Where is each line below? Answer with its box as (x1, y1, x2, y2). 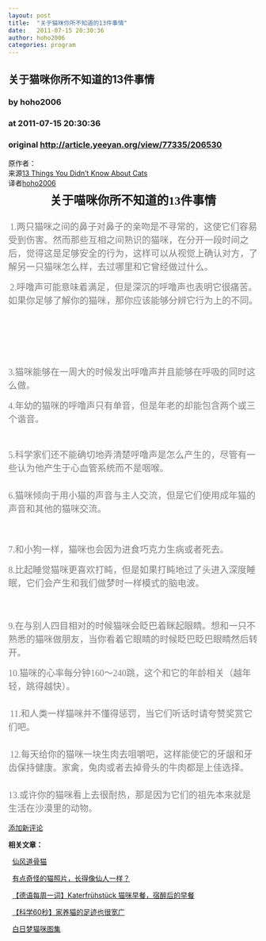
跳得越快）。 (25, 681, 75, 692)
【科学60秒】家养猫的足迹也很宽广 (11, 907, 125, 916)
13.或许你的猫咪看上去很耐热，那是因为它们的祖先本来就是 (8, 789, 252, 801)
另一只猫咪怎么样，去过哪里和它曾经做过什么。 (17, 261, 214, 272)
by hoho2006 (8, 97, 62, 108)
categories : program (8, 41, 77, 49)
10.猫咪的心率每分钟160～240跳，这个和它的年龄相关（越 (8, 667, 243, 678)
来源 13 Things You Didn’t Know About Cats (8, 168, 148, 178)
